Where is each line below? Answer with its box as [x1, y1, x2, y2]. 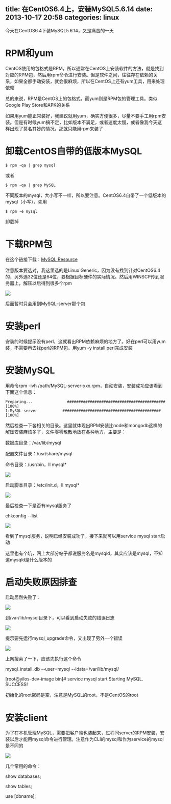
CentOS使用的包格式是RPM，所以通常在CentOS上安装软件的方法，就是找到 [5, 65, 164, 71]
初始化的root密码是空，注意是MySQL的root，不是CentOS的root [5, 692, 139, 698]
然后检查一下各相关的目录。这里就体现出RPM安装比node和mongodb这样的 [5, 422, 162, 428]
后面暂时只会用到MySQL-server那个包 [5, 300, 85, 307]
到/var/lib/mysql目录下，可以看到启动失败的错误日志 [5, 615, 115, 621]
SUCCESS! [5, 681, 28, 688]
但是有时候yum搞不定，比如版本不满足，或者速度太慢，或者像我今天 [14, 119, 158, 125]
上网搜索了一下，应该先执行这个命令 [5, 656, 82, 662]
